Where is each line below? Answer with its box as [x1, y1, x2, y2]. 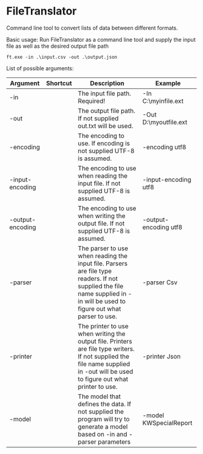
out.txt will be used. [77, 122, 134, 130]
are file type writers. [77, 345, 135, 353]
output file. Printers [77, 337, 132, 345]
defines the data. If [77, 400, 132, 408]
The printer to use [77, 322, 129, 330]
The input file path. [77, 89, 132, 97]
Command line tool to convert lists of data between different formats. [6, 24, 178, 31]
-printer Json [142, 352, 181, 360]
